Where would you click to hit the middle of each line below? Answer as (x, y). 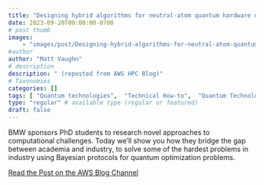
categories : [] (33, 88)
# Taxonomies (29, 81)
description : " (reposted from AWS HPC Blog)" (86, 74)
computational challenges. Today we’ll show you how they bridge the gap (127, 141)
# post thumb (29, 30)
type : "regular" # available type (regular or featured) (103, 103)
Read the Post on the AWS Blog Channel (73, 172)
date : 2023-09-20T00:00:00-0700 (61, 23)
